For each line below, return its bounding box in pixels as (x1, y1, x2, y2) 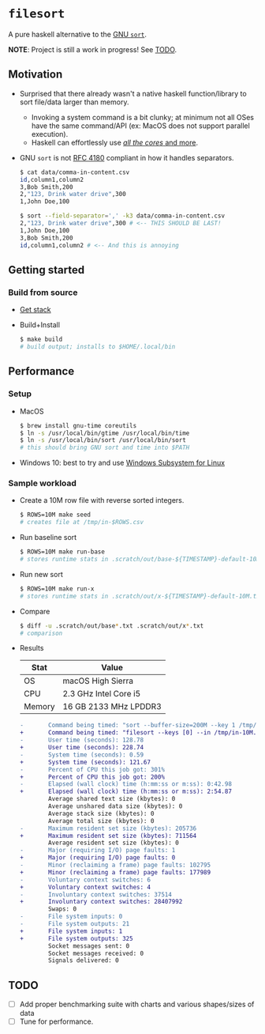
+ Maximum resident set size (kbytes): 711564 (19, 832, 197, 840)
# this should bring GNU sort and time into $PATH (19, 443, 190, 452)
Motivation (8, 68, 63, 81)
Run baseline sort (19, 533, 77, 542)
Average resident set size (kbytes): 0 (48, 839, 179, 847)
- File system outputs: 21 (19, 920, 130, 928)
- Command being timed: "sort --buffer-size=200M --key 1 (19, 722, 236, 730)
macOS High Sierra (62, 675, 134, 686)
